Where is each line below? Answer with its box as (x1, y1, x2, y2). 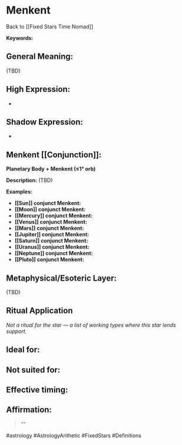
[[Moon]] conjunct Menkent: (14, 206, 86, 213)
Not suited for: (6, 365, 61, 375)
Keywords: (6, 34, 34, 41)
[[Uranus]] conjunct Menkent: (14, 243, 90, 250)
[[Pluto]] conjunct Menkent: (14, 256, 84, 263)
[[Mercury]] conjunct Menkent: (14, 212, 93, 219)
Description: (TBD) (6, 177, 53, 184)
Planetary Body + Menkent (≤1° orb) (6, 166, 96, 173)
